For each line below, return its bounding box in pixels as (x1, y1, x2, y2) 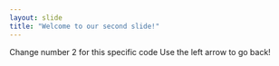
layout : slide (9, 13, 63, 23)
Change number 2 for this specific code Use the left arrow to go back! (9, 46, 272, 57)
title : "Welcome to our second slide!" (9, 22, 160, 31)
